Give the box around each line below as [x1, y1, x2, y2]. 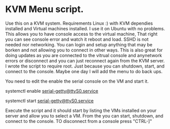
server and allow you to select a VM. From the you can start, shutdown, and [5, 112, 163, 119]
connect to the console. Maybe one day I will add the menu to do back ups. [5, 68, 163, 74]
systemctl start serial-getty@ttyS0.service [5, 97, 94, 104]
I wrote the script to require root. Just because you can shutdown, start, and [5, 63, 165, 69]
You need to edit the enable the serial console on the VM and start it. [5, 78, 149, 84]
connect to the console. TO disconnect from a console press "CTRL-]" [5, 118, 152, 124]
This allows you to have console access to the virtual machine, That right [5, 31, 158, 37]
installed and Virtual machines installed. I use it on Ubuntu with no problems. [5, 25, 165, 31]
